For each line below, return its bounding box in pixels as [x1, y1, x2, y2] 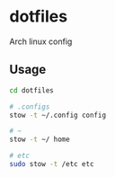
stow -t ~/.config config [9, 111, 106, 119]
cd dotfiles [9, 85, 54, 95]
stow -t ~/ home [9, 135, 70, 145]
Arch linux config [9, 36, 73, 47]
